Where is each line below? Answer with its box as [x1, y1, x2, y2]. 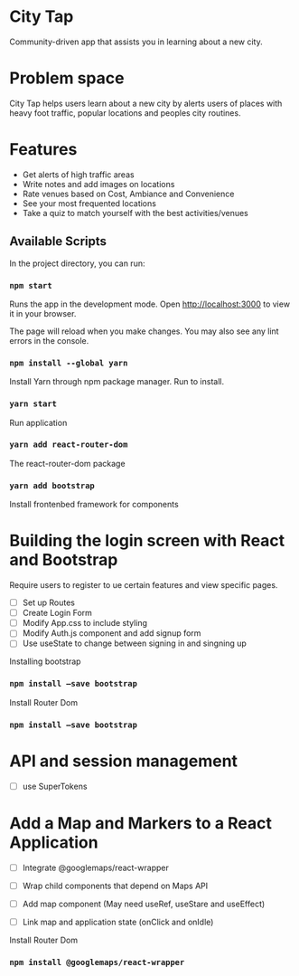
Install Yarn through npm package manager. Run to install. [9, 376, 224, 387]
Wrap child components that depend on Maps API [22, 880, 209, 891]
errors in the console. [9, 335, 89, 346]
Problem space [9, 68, 125, 89]
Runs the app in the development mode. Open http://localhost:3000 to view [9, 298, 291, 309]
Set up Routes [22, 597, 75, 608]
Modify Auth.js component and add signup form [22, 628, 201, 639]
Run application [9, 417, 68, 428]
